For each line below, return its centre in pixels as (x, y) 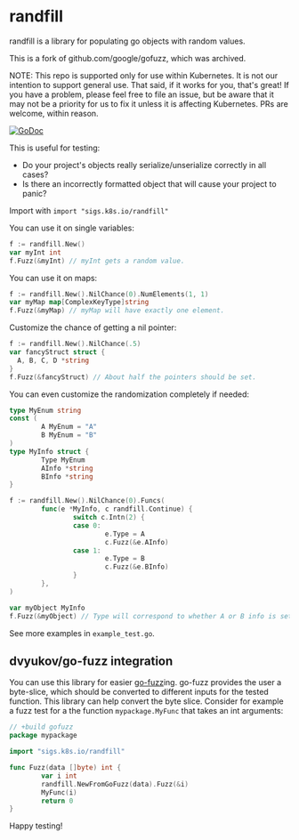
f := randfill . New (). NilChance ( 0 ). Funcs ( (87, 501)
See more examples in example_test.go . (82, 633)
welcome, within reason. (54, 113)
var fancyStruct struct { (57, 352)
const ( (24, 419)
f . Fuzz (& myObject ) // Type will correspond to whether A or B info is (143, 616)
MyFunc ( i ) (59, 792)
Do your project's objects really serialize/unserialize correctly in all (144, 165)
